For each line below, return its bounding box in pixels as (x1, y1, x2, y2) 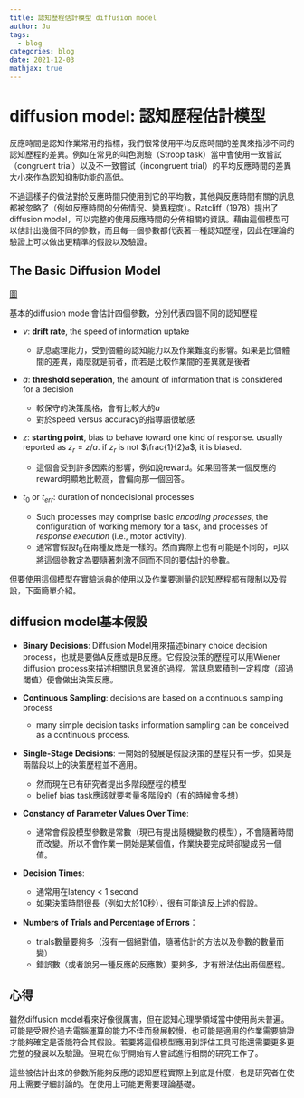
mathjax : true (9, 64, 63, 74)
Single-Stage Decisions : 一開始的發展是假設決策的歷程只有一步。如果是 (22, 748, 292, 759)
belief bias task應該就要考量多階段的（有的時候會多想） (35, 789, 244, 800)
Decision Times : (22, 868, 85, 878)
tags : (9, 30, 30, 39)
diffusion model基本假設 (9, 614, 147, 630)
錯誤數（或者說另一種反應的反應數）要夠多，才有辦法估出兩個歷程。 (35, 958, 290, 969)
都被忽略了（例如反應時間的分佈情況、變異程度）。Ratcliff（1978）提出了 (9, 201, 279, 213)
